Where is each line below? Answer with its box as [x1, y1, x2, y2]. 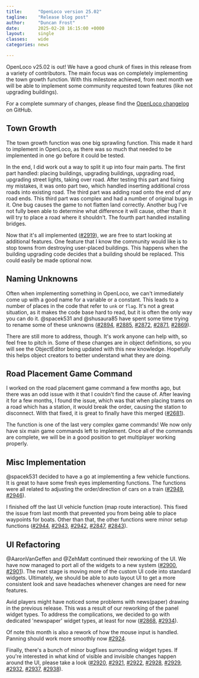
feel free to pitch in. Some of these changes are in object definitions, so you [6, 339, 191, 346]
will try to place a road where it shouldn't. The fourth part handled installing [6, 214, 190, 221]
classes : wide [6, 36, 49, 42]
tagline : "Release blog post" [6, 14, 89, 20]
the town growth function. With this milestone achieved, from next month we [6, 75, 193, 83]
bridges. [6, 220, 27, 227]
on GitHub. [6, 106, 33, 113]
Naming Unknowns [6, 274, 78, 284]
